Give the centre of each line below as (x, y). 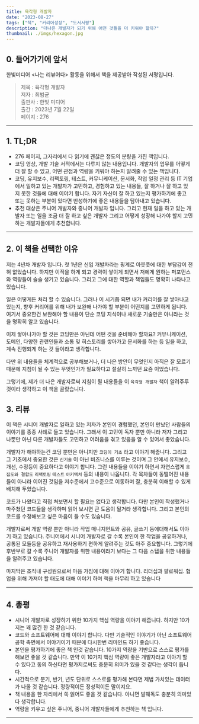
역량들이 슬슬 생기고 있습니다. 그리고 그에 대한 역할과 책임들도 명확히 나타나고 (102, 279)
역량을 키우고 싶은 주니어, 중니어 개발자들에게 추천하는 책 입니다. (89, 709)
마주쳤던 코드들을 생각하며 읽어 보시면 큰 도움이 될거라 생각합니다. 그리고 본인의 (98, 509)
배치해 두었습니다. (27, 489)
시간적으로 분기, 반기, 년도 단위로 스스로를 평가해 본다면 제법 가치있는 (94, 680)
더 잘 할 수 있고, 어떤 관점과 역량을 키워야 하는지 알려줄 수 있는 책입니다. (97, 171)
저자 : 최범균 (35, 94)
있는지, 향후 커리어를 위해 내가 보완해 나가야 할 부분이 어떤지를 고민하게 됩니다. (97, 306)
